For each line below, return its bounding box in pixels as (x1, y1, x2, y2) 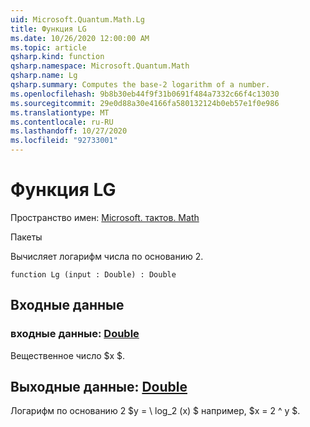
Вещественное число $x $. (10, 349, 126, 361)
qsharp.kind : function (10, 52, 105, 62)
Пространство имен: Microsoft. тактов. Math (10, 211, 200, 223)
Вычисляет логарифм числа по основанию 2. (10, 250, 204, 262)
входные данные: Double (10, 327, 140, 341)
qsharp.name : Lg (10, 71, 78, 81)
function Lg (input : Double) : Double (10, 269, 177, 280)
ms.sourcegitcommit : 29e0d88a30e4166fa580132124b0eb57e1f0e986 (10, 98, 280, 108)
